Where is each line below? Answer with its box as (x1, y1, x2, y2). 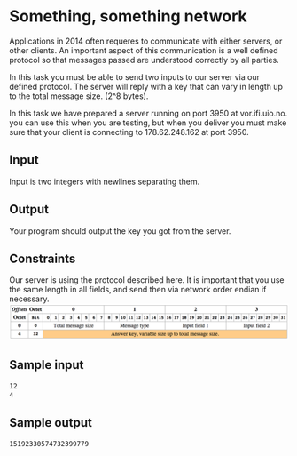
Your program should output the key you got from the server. (9, 225, 231, 236)
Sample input (9, 357, 84, 372)
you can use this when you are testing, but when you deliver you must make (9, 117, 287, 128)
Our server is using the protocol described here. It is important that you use (9, 275, 285, 285)
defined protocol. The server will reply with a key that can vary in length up (9, 81, 284, 92)
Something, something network (9, 6, 248, 27)
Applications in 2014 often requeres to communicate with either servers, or (9, 36, 283, 46)
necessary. (9, 293, 51, 304)
